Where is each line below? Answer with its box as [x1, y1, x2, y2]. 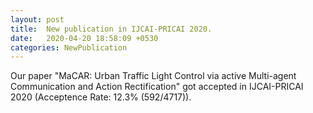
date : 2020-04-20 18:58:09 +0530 [10, 33, 159, 43]
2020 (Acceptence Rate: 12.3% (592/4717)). [10, 91, 192, 103]
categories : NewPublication [10, 42, 128, 53]
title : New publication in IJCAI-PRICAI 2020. [10, 24, 213, 34]
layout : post [10, 14, 65, 25]
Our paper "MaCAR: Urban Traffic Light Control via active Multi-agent [10, 70, 297, 82]
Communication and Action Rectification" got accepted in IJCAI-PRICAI [10, 81, 304, 93]
